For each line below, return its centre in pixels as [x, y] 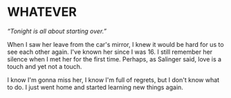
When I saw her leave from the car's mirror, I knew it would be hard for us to [115, 44]
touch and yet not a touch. [45, 66]
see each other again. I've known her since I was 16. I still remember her [110, 52]
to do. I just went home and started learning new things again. [95, 87]
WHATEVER [42, 12]
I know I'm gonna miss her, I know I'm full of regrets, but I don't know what [113, 79]
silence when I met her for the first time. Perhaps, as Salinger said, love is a [114, 59]
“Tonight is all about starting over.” [57, 31]
